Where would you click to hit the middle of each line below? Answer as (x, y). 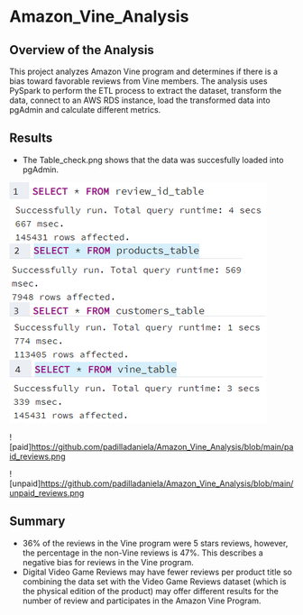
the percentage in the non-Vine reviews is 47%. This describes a (142, 553)
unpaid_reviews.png (47, 492)
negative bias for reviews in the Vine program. (108, 562)
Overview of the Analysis (82, 50)
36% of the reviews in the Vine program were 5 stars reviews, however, (155, 543)
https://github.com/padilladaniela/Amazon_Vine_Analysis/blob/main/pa (162, 446)
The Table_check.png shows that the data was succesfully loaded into (153, 160)
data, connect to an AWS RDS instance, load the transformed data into (140, 100)
